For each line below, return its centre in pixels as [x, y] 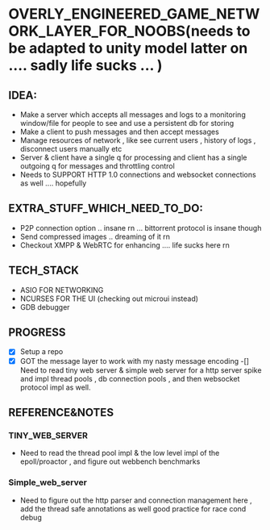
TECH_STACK [44, 271]
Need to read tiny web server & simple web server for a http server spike [141, 370]
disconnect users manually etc [71, 149]
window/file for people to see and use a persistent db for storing [127, 123]
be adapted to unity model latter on [128, 48]
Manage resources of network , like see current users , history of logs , [138, 140]
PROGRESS [37, 333]
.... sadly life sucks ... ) [85, 66]
